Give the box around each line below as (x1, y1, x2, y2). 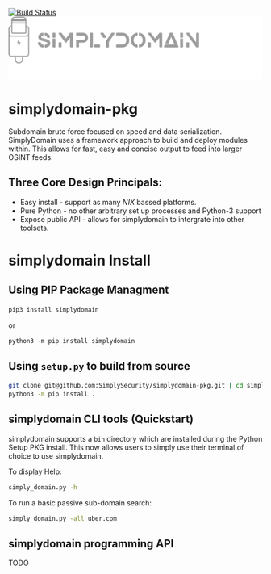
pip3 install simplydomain (8, 305, 99, 314)
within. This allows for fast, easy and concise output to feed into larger (8, 144, 243, 153)
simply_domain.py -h (8, 483, 78, 492)
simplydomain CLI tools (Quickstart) (8, 413, 194, 426)
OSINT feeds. (8, 152, 54, 161)
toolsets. (19, 223, 49, 233)
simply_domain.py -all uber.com (8, 514, 117, 522)
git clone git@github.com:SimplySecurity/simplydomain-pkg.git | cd (8, 382, 244, 390)
